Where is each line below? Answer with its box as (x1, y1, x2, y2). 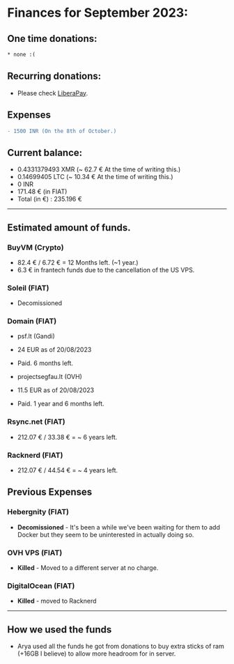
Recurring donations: (7, 70, 102, 82)
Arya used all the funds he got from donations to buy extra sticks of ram (17, 642, 224, 651)
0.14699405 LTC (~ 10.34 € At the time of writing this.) (17, 173, 173, 181)
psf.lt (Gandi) (17, 332, 56, 341)
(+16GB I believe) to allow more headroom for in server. (17, 649, 176, 658)
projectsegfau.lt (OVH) (17, 373, 82, 381)
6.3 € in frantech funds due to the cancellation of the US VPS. (17, 265, 195, 274)
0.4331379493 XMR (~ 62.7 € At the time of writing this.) (17, 165, 181, 173)
